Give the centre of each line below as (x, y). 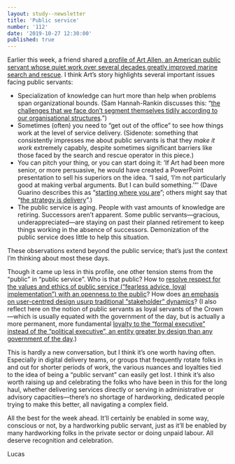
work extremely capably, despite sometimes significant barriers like (115, 148)
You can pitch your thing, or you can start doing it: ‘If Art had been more (121, 163)
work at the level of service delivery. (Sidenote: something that (108, 133)
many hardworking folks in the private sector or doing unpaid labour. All (111, 433)
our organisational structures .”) (62, 118)
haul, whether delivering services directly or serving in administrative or (111, 390)
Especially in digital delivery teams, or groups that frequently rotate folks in (115, 360)
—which (19, 317)
